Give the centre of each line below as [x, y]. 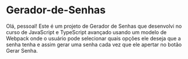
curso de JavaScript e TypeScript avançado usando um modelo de [86, 32]
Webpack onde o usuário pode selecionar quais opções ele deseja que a [93, 38]
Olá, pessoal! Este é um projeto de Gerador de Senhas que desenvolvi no [94, 26]
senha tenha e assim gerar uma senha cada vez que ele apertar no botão [94, 45]
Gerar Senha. [22, 50]
